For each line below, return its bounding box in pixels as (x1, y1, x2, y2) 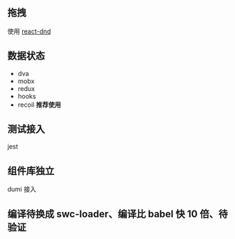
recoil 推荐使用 (17, 100, 62, 109)
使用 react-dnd (7, 27, 51, 36)
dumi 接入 (7, 185, 37, 193)
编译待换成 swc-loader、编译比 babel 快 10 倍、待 (7, 208, 228, 220)
